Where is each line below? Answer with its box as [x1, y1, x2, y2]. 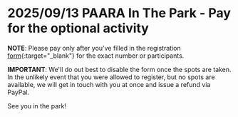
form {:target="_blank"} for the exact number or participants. [7, 51, 185, 60]
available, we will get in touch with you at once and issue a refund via [7, 80, 211, 88]
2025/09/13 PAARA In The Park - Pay [7, 5, 232, 21]
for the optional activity [7, 20, 150, 36]
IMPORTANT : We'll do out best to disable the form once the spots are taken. [7, 65, 232, 73]
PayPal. [7, 88, 30, 96]
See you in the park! [7, 101, 66, 110]
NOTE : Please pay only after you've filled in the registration [7, 44, 181, 52]
